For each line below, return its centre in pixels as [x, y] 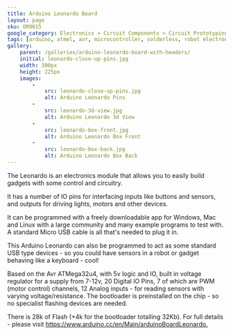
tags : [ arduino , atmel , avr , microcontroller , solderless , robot [103, 40]
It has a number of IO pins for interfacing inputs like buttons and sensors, [112, 196]
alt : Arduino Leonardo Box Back [91, 156]
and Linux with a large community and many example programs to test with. [115, 224]
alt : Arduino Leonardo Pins [85, 98]
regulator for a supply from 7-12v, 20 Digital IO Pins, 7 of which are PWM [111, 281]
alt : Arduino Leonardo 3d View [89, 117]
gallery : [20, 46]
